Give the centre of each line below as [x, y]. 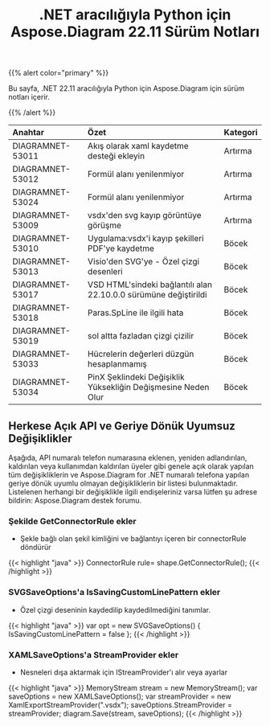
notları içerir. [29, 97]
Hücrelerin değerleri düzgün [141, 354]
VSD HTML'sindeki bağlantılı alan [150, 285]
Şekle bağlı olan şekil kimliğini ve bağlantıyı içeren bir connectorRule [133, 539]
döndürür [35, 548]
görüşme [104, 225]
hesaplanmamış [117, 364]
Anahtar [28, 133]
